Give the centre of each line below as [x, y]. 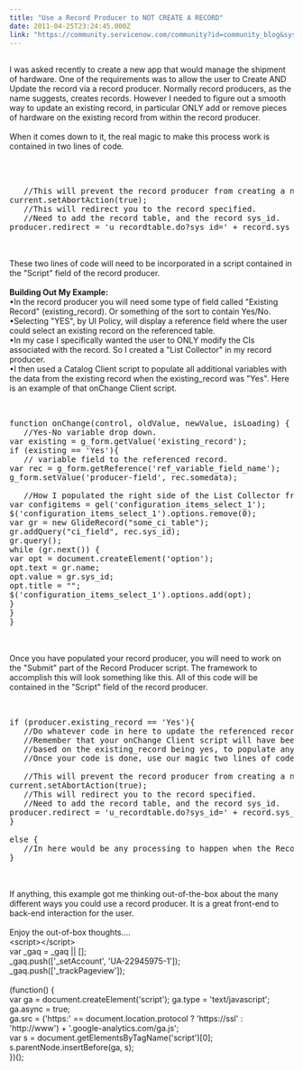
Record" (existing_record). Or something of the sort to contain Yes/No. [140, 311]
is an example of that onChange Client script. [93, 388]
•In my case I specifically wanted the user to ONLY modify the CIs [132, 340]
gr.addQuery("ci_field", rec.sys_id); [95, 532]
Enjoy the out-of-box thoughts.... [70, 933]
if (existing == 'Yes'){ [64, 451]
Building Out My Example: [59, 292]
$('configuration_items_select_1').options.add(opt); [131, 595]
